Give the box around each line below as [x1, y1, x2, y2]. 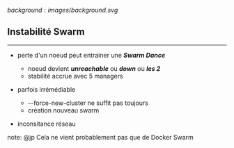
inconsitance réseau [17, 120, 76, 128]
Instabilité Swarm [7, 26, 85, 38]
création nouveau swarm [27, 106, 100, 114]
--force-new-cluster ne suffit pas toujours [27, 99, 148, 107]
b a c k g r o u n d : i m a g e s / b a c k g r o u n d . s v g [7, 6, 118, 14]
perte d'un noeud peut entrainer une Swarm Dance [17, 51, 166, 59]
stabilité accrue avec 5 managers [27, 72, 123, 80]
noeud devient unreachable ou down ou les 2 [27, 64, 161, 72]
